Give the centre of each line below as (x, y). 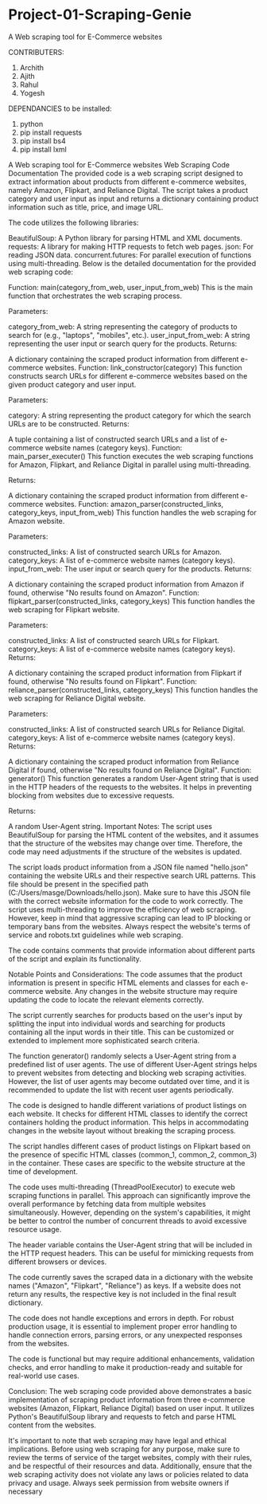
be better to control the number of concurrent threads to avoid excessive (128, 1220)
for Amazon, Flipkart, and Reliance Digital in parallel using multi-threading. (130, 465)
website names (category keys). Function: (114, 447)
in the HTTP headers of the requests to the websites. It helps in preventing (130, 787)
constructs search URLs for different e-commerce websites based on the (128, 375)
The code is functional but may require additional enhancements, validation (132, 1359)
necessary (25, 1491)
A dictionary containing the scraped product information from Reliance (124, 761)
